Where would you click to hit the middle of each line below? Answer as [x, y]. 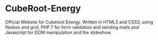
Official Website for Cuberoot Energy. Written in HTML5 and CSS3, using [79, 22]
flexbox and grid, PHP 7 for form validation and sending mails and [72, 27]
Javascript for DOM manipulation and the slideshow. [58, 32]
